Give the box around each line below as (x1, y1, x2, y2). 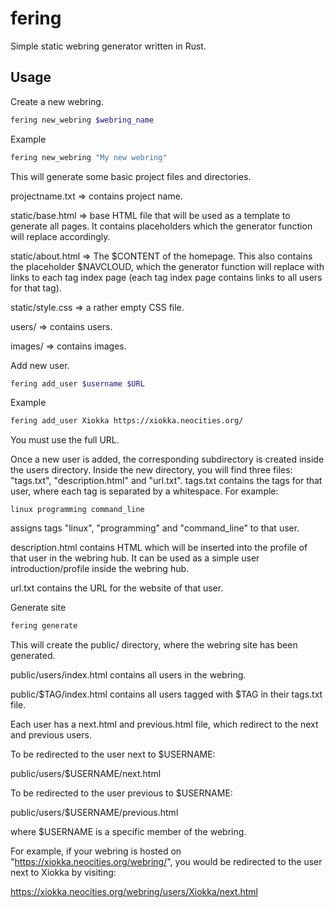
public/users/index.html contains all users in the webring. (10, 669, 247, 681)
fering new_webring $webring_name (10, 115, 155, 125)
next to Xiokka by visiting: (10, 867, 117, 879)
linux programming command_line (10, 505, 145, 515)
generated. (10, 650, 56, 662)
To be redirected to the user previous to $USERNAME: (10, 787, 233, 799)
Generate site (10, 602, 67, 614)
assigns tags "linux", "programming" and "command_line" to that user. (10, 522, 300, 534)
